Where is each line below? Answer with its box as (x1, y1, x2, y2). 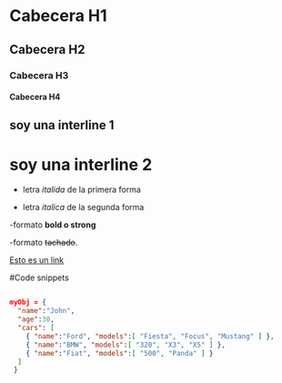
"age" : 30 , (17, 315, 55, 324)
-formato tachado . (9, 237, 78, 248)
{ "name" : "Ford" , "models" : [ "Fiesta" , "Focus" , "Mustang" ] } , (25, 331, 275, 341)
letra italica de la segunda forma (22, 202, 145, 213)
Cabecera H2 (9, 42, 86, 57)
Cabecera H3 (9, 69, 69, 82)
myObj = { (9, 297, 47, 307)
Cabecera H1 (9, 5, 107, 26)
